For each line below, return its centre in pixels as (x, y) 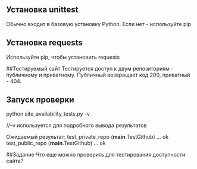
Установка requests (45, 43)
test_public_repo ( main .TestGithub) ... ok (56, 143)
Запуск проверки (40, 100)
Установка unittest (42, 10)
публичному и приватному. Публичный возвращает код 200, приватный (98, 75)
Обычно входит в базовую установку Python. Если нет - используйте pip (99, 24)
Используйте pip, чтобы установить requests (63, 57)
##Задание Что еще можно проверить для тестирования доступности (96, 155)
